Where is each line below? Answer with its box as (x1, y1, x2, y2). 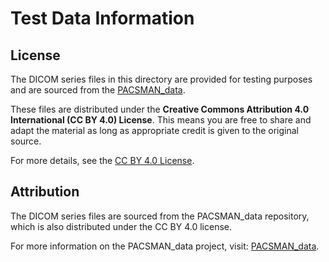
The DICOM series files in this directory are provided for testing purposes (10, 73, 313, 85)
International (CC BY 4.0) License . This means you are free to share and (10, 114, 312, 126)
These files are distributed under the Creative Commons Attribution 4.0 (10, 103, 310, 115)
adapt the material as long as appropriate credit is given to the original (10, 125, 299, 136)
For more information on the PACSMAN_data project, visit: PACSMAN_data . (10, 240, 320, 252)
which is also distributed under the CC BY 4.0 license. (10, 220, 232, 232)
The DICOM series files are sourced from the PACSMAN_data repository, (10, 210, 310, 222)
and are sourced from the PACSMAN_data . (10, 84, 186, 96)
